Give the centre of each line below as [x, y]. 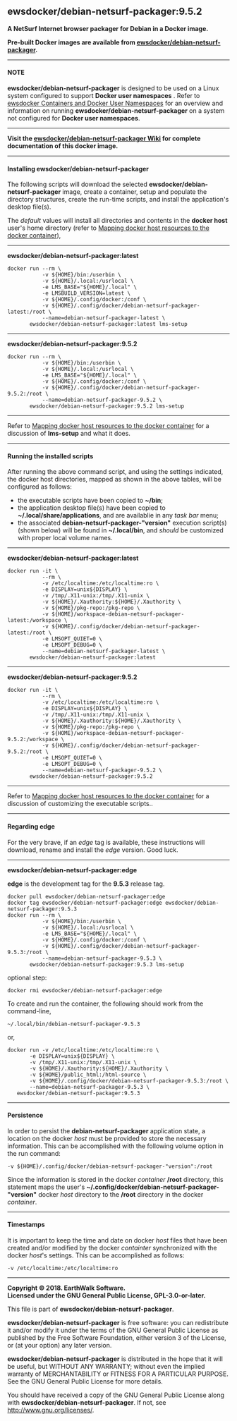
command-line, [29, 1011]
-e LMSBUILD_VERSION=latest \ [86, 293]
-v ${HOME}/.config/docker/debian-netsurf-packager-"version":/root [110, 1166]
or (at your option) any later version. [60, 1346]
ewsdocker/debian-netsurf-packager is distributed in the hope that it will [115, 1359]
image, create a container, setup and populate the [135, 192]
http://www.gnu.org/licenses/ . [51, 1410]
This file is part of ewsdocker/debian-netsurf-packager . [91, 1309]
